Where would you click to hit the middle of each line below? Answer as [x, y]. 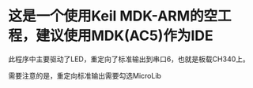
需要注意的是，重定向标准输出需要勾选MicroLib [85, 75]
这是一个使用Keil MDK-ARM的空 [113, 16]
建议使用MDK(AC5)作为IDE [125, 36]
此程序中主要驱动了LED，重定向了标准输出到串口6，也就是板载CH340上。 [129, 59]
